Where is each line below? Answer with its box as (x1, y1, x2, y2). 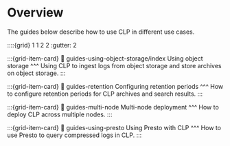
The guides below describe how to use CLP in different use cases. (7, 28, 195, 36)
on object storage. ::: (7, 69, 66, 77)
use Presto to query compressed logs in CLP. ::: (7, 131, 142, 139)
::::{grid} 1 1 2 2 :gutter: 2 (7, 41, 77, 49)
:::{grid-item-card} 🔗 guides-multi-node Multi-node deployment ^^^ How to (7, 103, 220, 111)
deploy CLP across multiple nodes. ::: (7, 110, 113, 118)
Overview (7, 5, 64, 21)
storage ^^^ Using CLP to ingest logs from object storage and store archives (7, 61, 222, 70)
